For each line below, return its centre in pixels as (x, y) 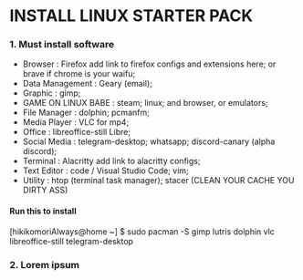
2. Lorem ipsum (45, 264)
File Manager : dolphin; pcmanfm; (86, 113)
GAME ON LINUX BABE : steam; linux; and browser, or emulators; (145, 103)
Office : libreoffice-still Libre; (76, 132)
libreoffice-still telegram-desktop (72, 241)
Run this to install (43, 212)
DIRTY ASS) (45, 190)
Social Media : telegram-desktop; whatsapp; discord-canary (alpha (149, 141)
